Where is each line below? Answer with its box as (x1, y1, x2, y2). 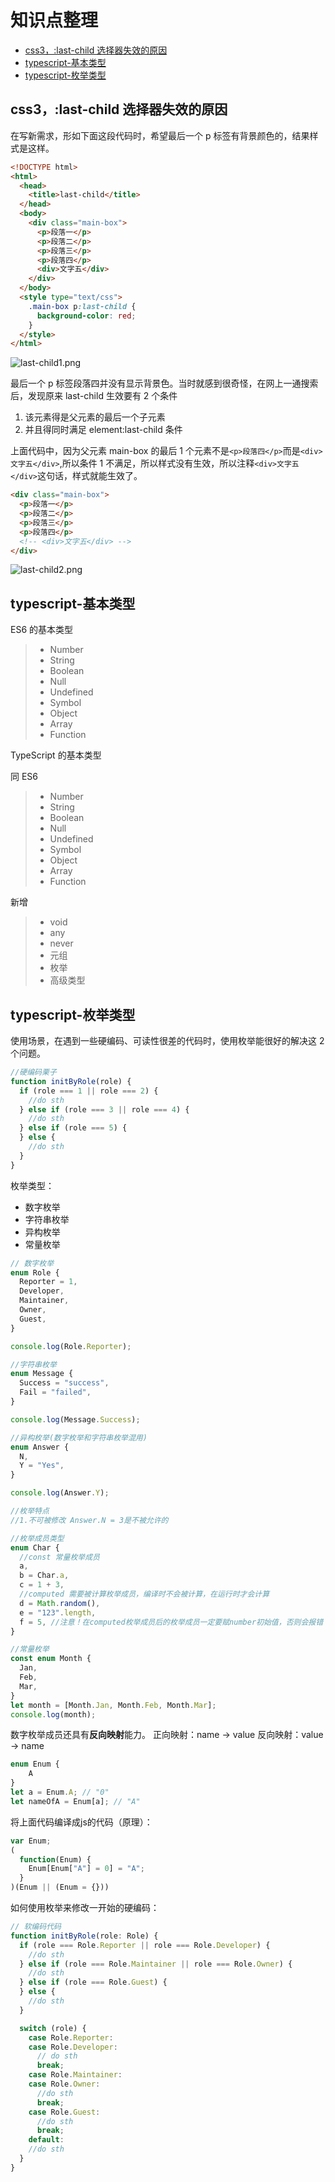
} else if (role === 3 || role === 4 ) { (19, 1104, 190, 1115)
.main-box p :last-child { (28, 301, 137, 311)
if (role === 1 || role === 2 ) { (19, 1086, 159, 1096)
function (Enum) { (19, 1854, 92, 1865)
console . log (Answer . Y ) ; (10, 1488, 110, 1498)
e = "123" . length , (19, 1607, 97, 1618)
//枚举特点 (10, 1506, 50, 1516)
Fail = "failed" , (19, 1387, 92, 1398)
